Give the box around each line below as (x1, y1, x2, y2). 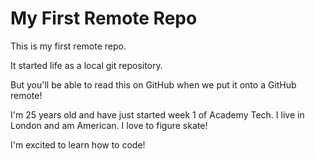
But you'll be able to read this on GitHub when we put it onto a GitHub (10, 78, 297, 91)
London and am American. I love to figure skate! (10, 119, 208, 131)
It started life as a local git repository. (10, 59, 163, 71)
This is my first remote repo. (10, 40, 127, 52)
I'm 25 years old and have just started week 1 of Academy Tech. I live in (10, 108, 305, 121)
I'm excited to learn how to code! (10, 138, 146, 151)
